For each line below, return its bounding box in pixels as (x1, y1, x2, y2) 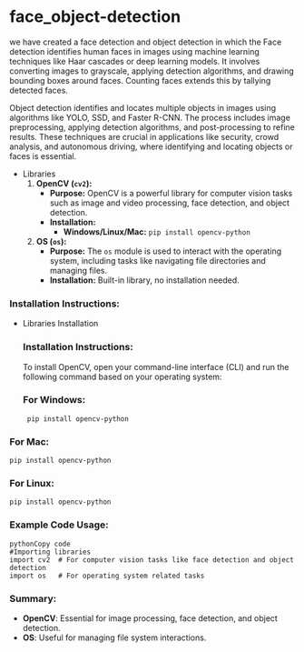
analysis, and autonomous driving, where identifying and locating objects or (9, 141, 293, 152)
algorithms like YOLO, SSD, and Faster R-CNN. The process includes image (9, 112, 290, 123)
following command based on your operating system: (22, 371, 222, 382)
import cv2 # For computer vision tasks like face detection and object (9, 555, 295, 565)
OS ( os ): (35, 236, 67, 246)
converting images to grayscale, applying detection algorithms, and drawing (9, 65, 295, 76)
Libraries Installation (22, 318, 99, 329)
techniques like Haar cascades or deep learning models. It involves (9, 55, 260, 66)
